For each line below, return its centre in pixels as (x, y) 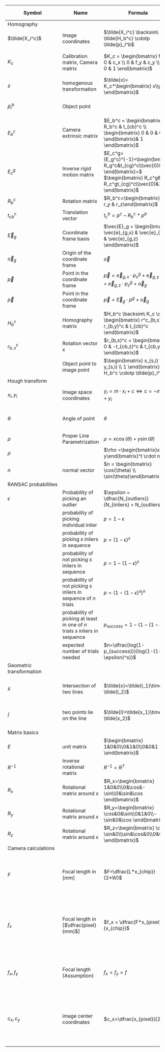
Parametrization (81, 442)
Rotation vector (80, 343)
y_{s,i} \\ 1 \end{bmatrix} (132, 367)
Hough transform (27, 381)
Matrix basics (23, 732)
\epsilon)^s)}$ (120, 657)
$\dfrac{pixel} (80, 925)
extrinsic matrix (80, 136)
